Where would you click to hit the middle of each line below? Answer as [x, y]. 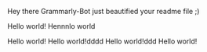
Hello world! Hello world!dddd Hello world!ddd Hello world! [102, 41]
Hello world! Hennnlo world [51, 26]
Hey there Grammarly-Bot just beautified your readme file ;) [103, 11]
